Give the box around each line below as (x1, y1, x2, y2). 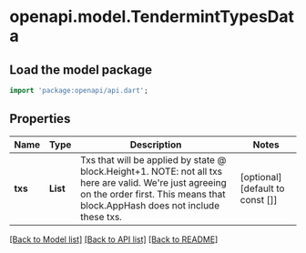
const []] (240, 193, 278, 206)
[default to (240, 182, 285, 195)
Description (129, 138, 182, 151)
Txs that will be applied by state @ (80, 153, 227, 166)
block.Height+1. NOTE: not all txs (80, 165, 223, 177)
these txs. (80, 210, 123, 223)
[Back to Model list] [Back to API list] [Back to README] (9, 234, 219, 245)
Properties (9, 111, 71, 126)
